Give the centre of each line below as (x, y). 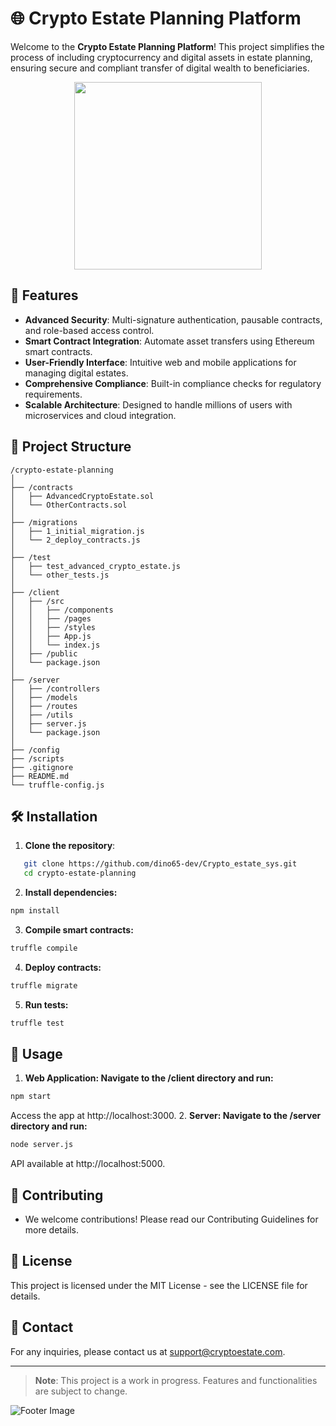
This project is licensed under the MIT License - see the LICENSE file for (159, 1285)
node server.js (42, 1145)
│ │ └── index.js (55, 645)
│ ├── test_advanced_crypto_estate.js (96, 566)
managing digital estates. (76, 373)
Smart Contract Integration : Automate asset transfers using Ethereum (169, 341)
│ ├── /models (44, 697)
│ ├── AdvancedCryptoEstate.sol (82, 496)
